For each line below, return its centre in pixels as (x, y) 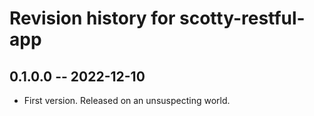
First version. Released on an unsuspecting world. (127, 100)
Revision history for (92, 18)
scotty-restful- (242, 18)
